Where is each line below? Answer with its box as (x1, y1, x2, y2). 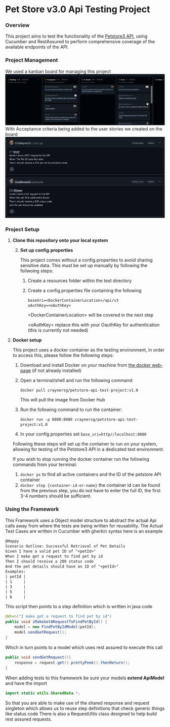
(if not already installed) (32, 367, 82, 374)
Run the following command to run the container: (20, 406, 122, 413)
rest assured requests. (5, 716, 52, 722)
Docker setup (12, 337, 42, 343)
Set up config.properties (20, 247, 73, 254)
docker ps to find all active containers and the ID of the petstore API (20, 471, 161, 478)
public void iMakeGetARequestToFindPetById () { (5, 619, 108, 624)
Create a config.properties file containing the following (27, 288, 142, 294)
